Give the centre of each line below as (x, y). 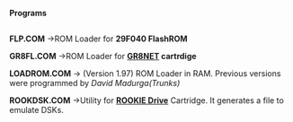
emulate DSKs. (37, 110)
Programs (28, 13)
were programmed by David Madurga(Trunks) (95, 83)
